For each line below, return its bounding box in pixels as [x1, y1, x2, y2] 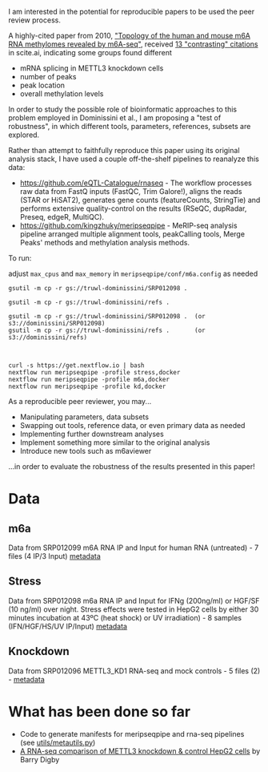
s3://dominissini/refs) [8, 333, 88, 342]
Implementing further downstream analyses [19, 429, 164, 439]
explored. [8, 130, 40, 139]
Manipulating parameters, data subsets [19, 412, 150, 422]
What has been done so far [8, 702, 190, 721]
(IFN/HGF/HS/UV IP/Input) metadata [8, 621, 128, 631]
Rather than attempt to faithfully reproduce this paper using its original [8, 146, 240, 155]
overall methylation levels [19, 89, 104, 99]
